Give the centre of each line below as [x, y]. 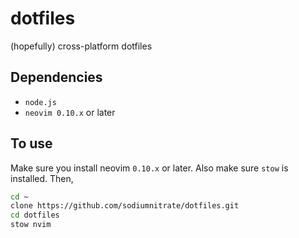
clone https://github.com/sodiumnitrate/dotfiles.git [125, 206]
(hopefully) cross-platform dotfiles [81, 46]
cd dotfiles [35, 215]
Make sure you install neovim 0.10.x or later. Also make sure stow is [149, 168]
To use [31, 143]
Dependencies [56, 77]
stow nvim [31, 225]
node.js [40, 102]
